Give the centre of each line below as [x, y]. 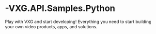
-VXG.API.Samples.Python [60, 8]
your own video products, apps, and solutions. [51, 26]
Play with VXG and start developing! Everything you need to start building [78, 22]
